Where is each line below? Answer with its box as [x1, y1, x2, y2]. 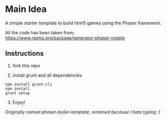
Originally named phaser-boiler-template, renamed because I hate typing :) [5, 109, 161, 115]
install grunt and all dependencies [12, 72, 82, 78]
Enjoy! [12, 99, 25, 105]
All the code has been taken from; [5, 29, 75, 35]
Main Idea [5, 3, 47, 15]
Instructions [5, 49, 44, 58]
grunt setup [5, 91, 30, 96]
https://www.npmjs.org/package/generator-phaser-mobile [5, 35, 125, 41]
